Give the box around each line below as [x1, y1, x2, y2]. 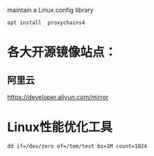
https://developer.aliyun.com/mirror [7, 93, 109, 101]
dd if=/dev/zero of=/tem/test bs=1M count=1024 [7, 142, 148, 150]
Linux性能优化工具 [7, 119, 113, 135]
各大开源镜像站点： [7, 44, 117, 60]
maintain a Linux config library [7, 6, 94, 14]
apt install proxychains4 [7, 19, 85, 26]
